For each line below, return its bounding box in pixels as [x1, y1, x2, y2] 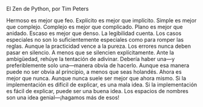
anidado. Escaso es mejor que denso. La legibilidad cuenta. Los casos [6, 30, 182, 37]
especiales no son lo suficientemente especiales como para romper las [6, 36, 184, 43]
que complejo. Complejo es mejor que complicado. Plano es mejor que [6, 24, 183, 30]
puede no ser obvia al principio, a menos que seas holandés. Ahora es [6, 68, 182, 75]
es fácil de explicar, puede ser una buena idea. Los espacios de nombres [6, 88, 189, 94]
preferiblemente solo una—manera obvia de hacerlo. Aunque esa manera [6, 62, 190, 69]
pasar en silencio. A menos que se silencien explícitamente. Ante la [6, 49, 175, 56]
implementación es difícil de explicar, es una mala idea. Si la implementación [6, 81, 198, 88]
